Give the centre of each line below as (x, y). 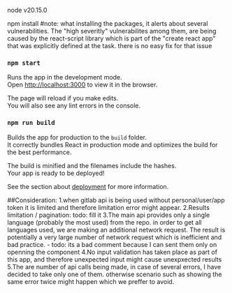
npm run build (31, 123)
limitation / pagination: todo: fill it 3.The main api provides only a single (109, 215)
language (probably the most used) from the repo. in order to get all (104, 222)
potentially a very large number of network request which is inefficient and (115, 237)
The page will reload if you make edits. (63, 98)
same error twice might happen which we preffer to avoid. (91, 281)
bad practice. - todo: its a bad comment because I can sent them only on (112, 244)
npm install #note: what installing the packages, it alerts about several (108, 23)
